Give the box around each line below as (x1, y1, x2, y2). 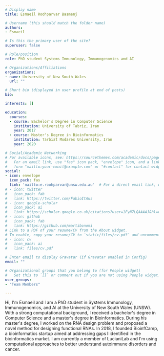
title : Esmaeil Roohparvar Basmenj (5, 12, 78, 17)
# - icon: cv (5, 237, 32, 242)
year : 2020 (14, 142, 36, 147)
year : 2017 (14, 128, 36, 133)
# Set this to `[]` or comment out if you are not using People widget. (5, 272, 161, 278)
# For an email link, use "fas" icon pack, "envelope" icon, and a (5, 159, 150, 164)
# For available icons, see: (5, 155, 64, 160)
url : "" (9, 79, 25, 84)
